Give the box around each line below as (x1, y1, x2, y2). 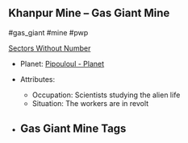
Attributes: (19, 74, 56, 84)
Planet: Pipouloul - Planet (19, 59, 105, 68)
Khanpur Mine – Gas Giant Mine (8, 6, 170, 20)
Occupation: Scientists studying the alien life (31, 90, 181, 100)
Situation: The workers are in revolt (31, 98, 149, 108)
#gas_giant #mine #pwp (8, 27, 89, 37)
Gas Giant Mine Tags (19, 122, 127, 136)
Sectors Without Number (8, 43, 91, 53)
